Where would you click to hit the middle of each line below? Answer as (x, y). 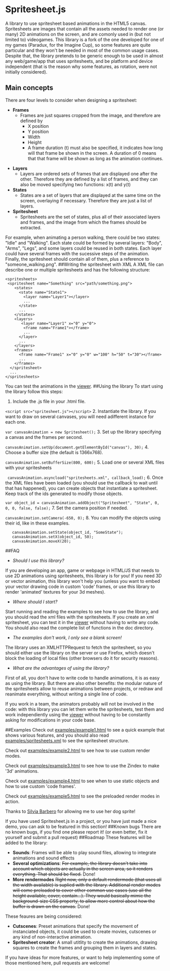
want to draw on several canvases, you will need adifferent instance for (80, 417)
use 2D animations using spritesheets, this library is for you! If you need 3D (83, 576)
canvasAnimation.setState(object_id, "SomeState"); (68, 532)
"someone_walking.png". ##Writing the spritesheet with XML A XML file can (84, 264)
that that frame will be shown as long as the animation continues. (95, 158)
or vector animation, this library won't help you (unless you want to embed (83, 581)
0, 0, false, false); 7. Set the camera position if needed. (67, 508)
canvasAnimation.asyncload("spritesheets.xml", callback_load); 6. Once (85, 477)
